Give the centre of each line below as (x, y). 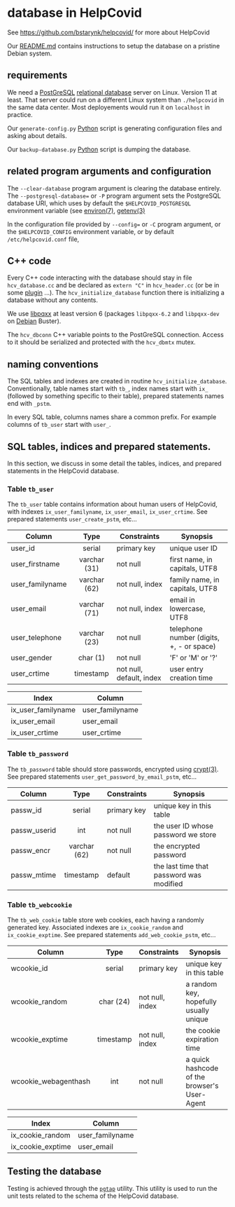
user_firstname (35, 564)
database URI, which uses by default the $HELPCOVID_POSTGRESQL (99, 203)
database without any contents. (53, 300)
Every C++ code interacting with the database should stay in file (100, 278)
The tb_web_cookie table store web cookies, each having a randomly (106, 920)
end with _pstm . (29, 404)
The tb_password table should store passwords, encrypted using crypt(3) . (113, 769)
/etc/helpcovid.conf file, (43, 239)
